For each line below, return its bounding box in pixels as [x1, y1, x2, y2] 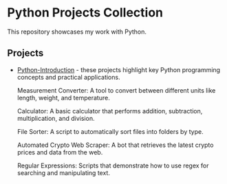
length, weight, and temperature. [17, 93, 110, 102]
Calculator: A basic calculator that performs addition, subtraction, [17, 106, 203, 115]
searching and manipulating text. [17, 168, 110, 176]
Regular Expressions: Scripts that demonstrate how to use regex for [17, 161, 209, 170]
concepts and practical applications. [17, 73, 120, 81]
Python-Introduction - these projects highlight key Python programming [17, 65, 221, 73]
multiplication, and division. [17, 114, 95, 122]
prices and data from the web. [17, 148, 103, 156]
